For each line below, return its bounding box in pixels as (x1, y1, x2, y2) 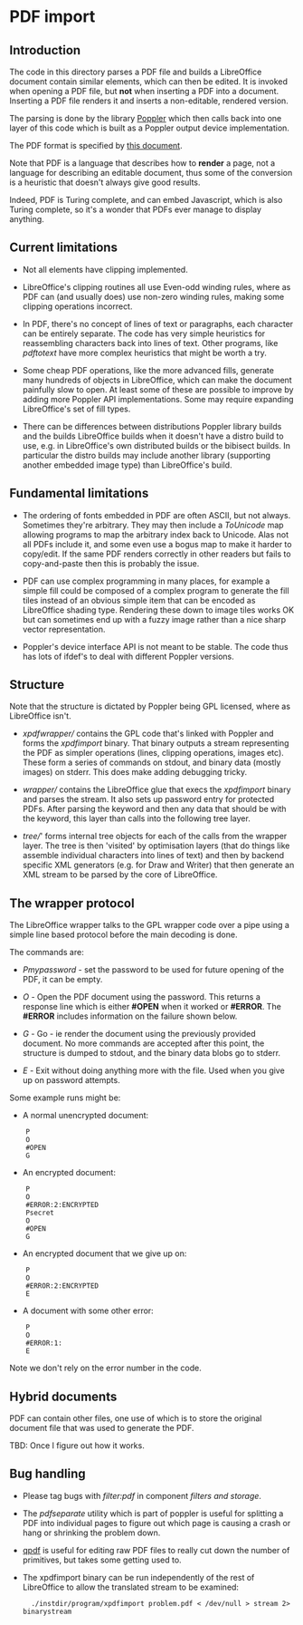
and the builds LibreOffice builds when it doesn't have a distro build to (22, 430, 284, 441)
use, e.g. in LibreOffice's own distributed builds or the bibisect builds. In (22, 440, 291, 450)
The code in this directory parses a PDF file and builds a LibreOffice (9, 66, 262, 77)
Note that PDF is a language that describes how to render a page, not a (9, 158, 276, 169)
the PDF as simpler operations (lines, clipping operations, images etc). (22, 748, 285, 759)
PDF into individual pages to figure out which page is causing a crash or (22, 1517, 291, 1528)
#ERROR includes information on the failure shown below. (22, 1011, 238, 1021)
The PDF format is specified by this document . (9, 140, 183, 150)
